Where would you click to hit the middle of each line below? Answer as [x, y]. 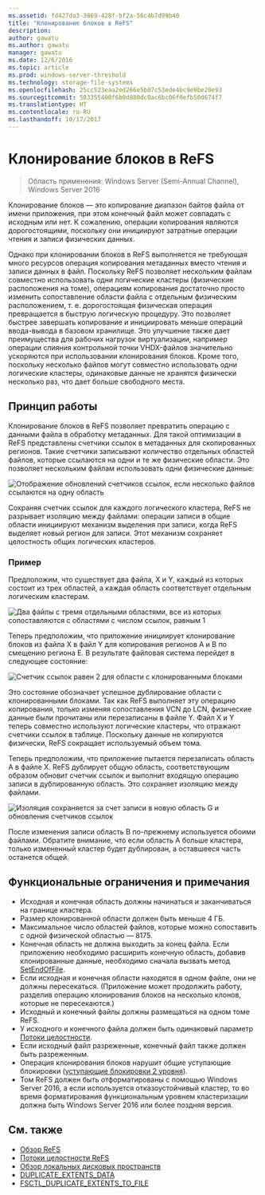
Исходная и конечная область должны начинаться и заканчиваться [135, 901]
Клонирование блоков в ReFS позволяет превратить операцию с [119, 426]
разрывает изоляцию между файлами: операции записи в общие [119, 516]
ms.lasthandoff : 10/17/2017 [55, 120]
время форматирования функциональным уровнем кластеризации [134, 1096]
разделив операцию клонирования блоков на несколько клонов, [130, 995]
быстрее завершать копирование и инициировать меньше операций [126, 322]
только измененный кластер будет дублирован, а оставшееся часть [125, 848]
